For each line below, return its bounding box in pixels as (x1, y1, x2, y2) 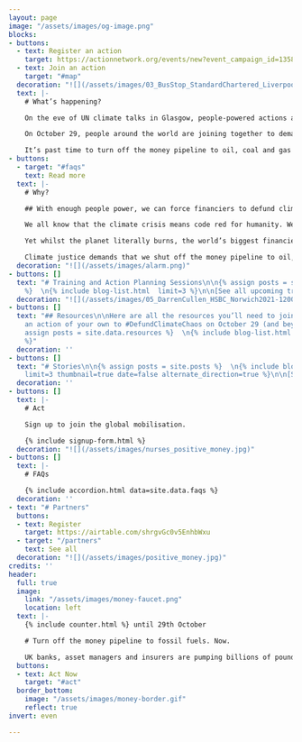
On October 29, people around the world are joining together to (24, 130, 276, 139)
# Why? (24, 188, 50, 197)
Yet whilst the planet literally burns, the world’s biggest (24, 236, 259, 246)
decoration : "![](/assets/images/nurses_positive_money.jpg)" (16, 444, 255, 453)
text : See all (24, 545, 78, 554)
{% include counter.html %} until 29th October (24, 620, 206, 629)
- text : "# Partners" (8, 502, 90, 512)
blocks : (8, 30, 38, 39)
